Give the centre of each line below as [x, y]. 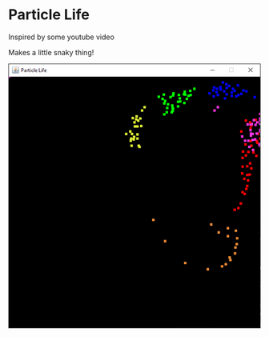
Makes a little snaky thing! [51, 52]
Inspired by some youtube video [61, 37]
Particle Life [49, 15]
